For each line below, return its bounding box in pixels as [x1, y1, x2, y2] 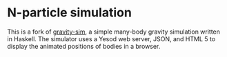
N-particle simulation [7, 5, 132, 21]
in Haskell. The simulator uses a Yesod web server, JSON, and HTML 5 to [7, 34, 216, 43]
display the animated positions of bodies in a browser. [7, 42, 161, 50]
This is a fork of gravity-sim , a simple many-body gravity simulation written [7, 27, 221, 36]
